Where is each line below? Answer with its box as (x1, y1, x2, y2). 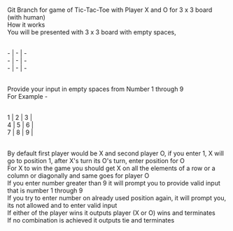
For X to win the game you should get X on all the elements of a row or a (7, 164, 216, 172)
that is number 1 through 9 (7, 186, 83, 195)
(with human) (7, 13, 45, 21)
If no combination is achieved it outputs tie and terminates (7, 216, 175, 224)
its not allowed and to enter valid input (7, 202, 118, 209)
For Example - (7, 92, 48, 100)
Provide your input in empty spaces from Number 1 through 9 (7, 85, 184, 93)
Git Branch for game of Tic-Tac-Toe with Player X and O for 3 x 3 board (7, 6, 213, 14)
